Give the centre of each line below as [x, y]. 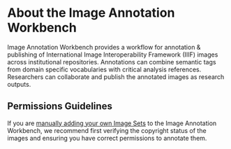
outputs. [19, 84]
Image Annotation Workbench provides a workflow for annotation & [104, 47]
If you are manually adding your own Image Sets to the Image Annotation [112, 123]
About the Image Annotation [91, 13]
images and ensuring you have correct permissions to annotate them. [107, 138]
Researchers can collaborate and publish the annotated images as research [116, 77]
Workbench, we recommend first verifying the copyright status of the [107, 130]
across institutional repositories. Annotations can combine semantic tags [112, 62]
